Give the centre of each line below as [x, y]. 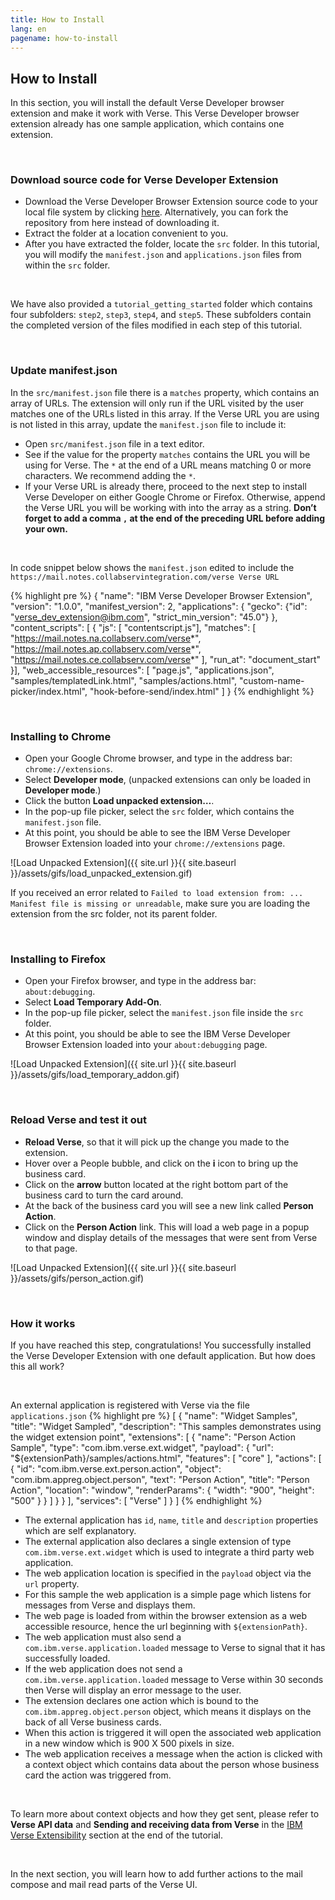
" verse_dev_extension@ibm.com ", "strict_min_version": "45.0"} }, [144, 617]
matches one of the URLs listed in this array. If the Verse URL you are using [165, 413]
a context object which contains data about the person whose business [172, 1764]
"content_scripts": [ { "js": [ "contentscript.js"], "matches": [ [133, 627]
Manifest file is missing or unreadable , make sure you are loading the [160, 903]
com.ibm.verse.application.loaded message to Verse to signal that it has [175, 1647]
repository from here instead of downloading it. [122, 223]
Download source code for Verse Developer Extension [144, 180]
